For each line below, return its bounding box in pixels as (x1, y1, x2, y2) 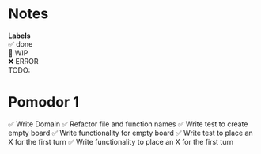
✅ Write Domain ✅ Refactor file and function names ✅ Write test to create (8, 119, 248, 129)
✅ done (8, 39, 33, 48)
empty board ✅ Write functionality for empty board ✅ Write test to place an (8, 128, 253, 137)
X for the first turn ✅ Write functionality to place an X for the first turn (8, 137, 234, 146)
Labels (8, 31, 31, 40)
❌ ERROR (8, 56, 39, 66)
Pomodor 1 (8, 93, 79, 111)
